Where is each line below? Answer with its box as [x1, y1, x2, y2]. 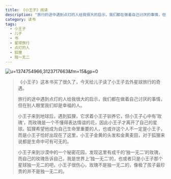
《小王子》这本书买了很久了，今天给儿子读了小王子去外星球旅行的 [17, 79, 156, 85]
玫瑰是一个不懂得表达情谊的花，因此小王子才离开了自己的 [32, 120, 153, 126]
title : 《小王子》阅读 [5, 7, 48, 13]
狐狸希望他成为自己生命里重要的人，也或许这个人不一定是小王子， [26, 126, 165, 132]
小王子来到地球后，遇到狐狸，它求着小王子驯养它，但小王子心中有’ [17, 113, 158, 119]
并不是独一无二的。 [26, 168, 67, 174]
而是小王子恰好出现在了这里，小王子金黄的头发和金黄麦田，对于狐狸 [17, 132, 161, 138]
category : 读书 [5, 17, 36, 22]
